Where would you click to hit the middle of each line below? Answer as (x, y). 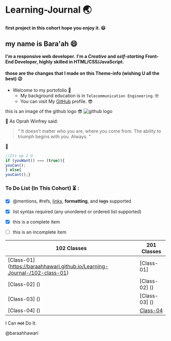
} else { (13, 170)
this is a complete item (36, 222)
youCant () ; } (18, 175)
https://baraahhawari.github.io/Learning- (59, 266)
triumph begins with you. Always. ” (54, 137)
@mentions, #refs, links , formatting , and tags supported (72, 201)
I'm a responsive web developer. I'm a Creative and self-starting (75, 56)
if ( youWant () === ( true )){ (35, 161)
